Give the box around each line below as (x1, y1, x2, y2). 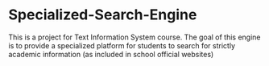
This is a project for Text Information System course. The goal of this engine (8, 32, 261, 42)
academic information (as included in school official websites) (8, 49, 214, 59)
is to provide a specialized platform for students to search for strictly (8, 40, 236, 50)
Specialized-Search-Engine (8, 6, 197, 24)
